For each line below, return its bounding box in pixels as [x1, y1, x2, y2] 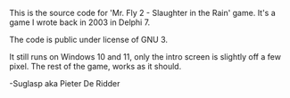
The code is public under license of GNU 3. [9, 35, 168, 45]
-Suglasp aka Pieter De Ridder [9, 78, 120, 88]
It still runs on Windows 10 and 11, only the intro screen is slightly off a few [9, 52, 281, 61]
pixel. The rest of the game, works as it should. [9, 61, 182, 71]
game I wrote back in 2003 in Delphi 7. [9, 17, 151, 28]
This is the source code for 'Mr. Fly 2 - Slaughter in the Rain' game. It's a [9, 8, 277, 18]
